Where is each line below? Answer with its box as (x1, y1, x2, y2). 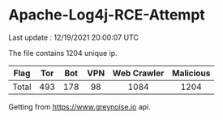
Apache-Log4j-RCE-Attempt (8, 6, 205, 24)
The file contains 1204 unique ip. (8, 48, 118, 58)
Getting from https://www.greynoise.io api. (8, 101, 152, 111)
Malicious (171, 67, 211, 79)
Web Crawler (112, 67, 165, 79)
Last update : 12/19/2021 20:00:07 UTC (8, 32, 139, 42)
